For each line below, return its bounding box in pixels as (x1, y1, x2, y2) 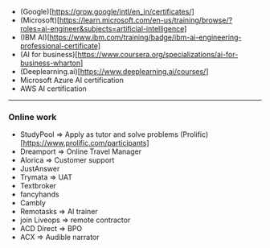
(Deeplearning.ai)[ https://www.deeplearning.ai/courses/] (19, 67, 209, 76)
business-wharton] (19, 58, 84, 68)
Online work (8, 111, 57, 122)
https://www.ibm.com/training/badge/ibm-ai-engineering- (49, 32, 242, 42)
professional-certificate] (19, 41, 101, 51)
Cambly (19, 198, 47, 208)
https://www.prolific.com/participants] (22, 138, 150, 148)
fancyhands (19, 189, 59, 200)
